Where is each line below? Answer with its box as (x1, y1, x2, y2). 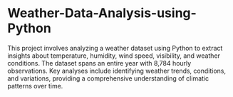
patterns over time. (7, 81, 63, 90)
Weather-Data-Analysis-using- (7, 5, 197, 21)
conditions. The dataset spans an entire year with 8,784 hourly (7, 58, 192, 67)
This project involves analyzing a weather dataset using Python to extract (7, 44, 223, 52)
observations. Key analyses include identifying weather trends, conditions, (7, 66, 227, 75)
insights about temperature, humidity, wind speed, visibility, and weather (7, 51, 221, 60)
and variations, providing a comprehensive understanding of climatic (7, 73, 209, 83)
